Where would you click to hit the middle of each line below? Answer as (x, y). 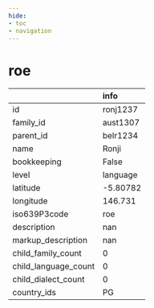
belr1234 (120, 136)
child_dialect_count (49, 280)
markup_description (50, 240)
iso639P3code (41, 214)
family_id (29, 123)
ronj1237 (120, 109)
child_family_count (47, 253)
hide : (17, 16)
